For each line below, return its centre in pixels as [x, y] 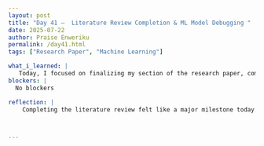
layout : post [29, 15]
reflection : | [31, 102]
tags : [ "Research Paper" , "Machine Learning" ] [86, 52]
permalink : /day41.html [47, 45]
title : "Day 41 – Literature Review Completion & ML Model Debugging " [130, 23]
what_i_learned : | [38, 66]
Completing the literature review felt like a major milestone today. [140, 109]
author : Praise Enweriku [49, 37]
